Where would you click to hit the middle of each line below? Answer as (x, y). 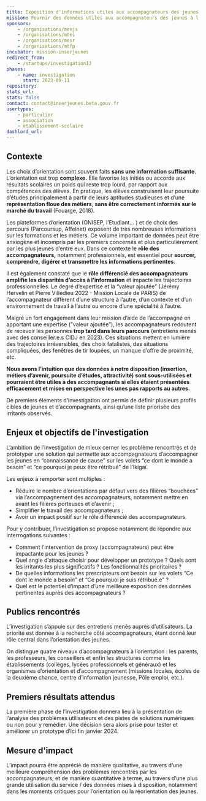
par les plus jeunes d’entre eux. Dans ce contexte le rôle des (83, 248)
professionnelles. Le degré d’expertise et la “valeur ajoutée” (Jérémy (93, 286)
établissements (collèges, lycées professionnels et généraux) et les (91, 665)
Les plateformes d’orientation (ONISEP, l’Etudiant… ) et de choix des (92, 222)
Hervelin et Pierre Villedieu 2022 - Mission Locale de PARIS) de (86, 293)
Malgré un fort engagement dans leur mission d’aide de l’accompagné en (99, 318)
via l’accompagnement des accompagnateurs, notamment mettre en (101, 497)
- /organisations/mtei (46, 35)
